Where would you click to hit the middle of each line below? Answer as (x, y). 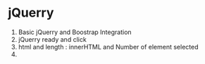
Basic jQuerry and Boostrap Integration (75, 32)
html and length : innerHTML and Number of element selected (108, 47)
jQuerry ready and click (52, 39)
